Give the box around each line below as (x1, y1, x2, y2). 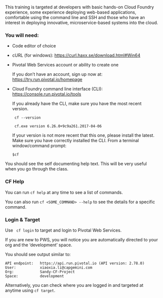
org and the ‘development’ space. (5, 242, 72, 248)
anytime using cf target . (5, 287, 55, 293)
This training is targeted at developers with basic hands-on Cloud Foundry (5, 4, 154, 10)
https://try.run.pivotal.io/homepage (12, 77, 83, 83)
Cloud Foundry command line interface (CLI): (12, 86, 103, 92)
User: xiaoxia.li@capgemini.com (5, 265, 92, 270)
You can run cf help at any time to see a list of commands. (5, 189, 123, 195)
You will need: (5, 32, 39, 39)
